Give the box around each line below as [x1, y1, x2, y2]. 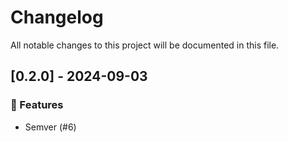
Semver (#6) [24, 121, 77, 133]
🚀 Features [10, 98, 64, 112]
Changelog [10, 6, 104, 29]
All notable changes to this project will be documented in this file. [10, 39, 280, 51]
